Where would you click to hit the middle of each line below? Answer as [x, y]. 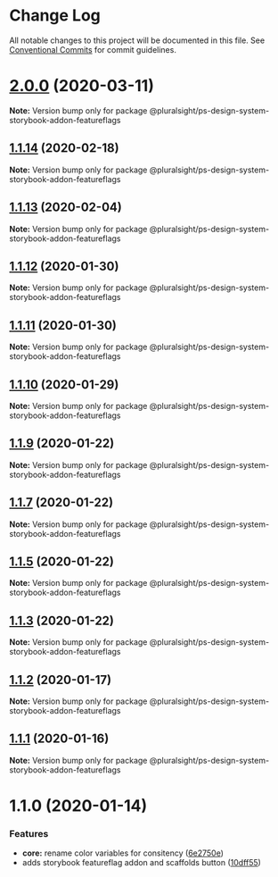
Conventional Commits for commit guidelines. [93, 49]
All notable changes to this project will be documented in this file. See [137, 40]
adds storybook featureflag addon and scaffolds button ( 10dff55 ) [141, 863]
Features [29, 833]
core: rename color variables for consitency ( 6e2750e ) [123, 853]
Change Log [55, 16]
